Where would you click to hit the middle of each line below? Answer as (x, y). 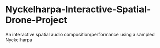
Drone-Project (36, 20)
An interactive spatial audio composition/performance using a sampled (80, 34)
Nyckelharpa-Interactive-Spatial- (78, 9)
